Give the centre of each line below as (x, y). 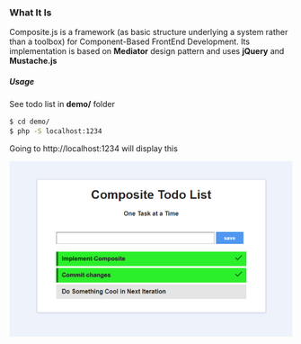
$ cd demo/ (30, 122)
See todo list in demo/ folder (62, 104)
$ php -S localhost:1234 (56, 131)
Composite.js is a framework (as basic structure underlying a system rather (149, 32)
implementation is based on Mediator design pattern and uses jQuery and (147, 51)
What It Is (31, 13)
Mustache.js (33, 61)
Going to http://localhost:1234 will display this (93, 149)
